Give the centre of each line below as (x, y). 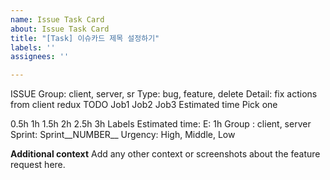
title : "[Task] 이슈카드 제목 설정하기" (85, 38)
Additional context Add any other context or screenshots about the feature (165, 154)
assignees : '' (40, 57)
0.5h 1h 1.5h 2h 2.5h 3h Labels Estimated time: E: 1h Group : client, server (161, 124)
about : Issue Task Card (60, 29)
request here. (38, 165)
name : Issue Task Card (57, 19)
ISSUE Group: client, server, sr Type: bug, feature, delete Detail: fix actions (164, 94)
